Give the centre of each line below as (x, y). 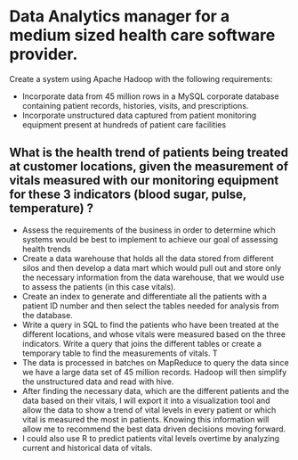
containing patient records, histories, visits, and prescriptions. (135, 105)
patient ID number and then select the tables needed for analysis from (150, 306)
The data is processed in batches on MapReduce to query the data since (155, 362)
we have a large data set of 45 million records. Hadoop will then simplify (154, 372)
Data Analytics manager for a (120, 16)
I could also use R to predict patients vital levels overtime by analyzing (151, 438)
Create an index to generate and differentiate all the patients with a (144, 296)
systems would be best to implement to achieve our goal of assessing (150, 239)
